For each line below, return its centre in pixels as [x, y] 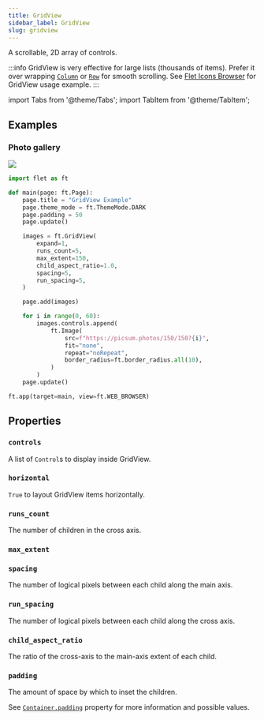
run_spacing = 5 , [61, 280]
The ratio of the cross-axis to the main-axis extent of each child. [113, 656]
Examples [33, 124]
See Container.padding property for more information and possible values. [129, 707]
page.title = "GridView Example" [77, 200]
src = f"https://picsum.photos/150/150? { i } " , [137, 338]
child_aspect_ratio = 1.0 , [77, 265]
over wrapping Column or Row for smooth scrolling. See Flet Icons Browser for [132, 77]
